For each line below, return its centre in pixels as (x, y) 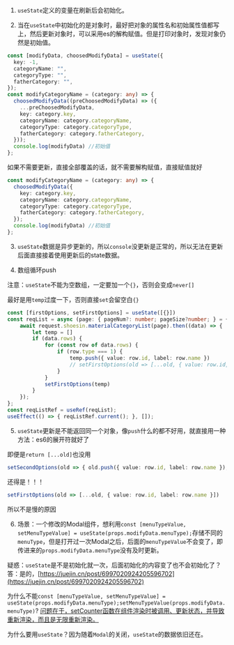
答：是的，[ (24, 573)
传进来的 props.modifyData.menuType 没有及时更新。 (90, 550)
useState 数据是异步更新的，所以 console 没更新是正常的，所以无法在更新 (120, 246)
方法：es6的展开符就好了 (53, 439)
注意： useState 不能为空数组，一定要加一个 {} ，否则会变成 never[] (101, 284)
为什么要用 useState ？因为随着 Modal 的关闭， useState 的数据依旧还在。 (107, 634)
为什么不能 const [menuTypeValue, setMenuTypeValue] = (86, 595)
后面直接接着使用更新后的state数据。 (70, 255)
